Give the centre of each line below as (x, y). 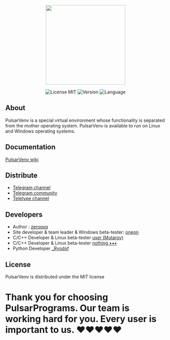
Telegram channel (32, 188)
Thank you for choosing (57, 297)
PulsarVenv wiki (22, 159)
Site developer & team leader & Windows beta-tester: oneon (76, 232)
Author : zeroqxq (30, 227)
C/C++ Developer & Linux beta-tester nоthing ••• (65, 243)
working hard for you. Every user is (81, 319)
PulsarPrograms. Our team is (67, 308)
